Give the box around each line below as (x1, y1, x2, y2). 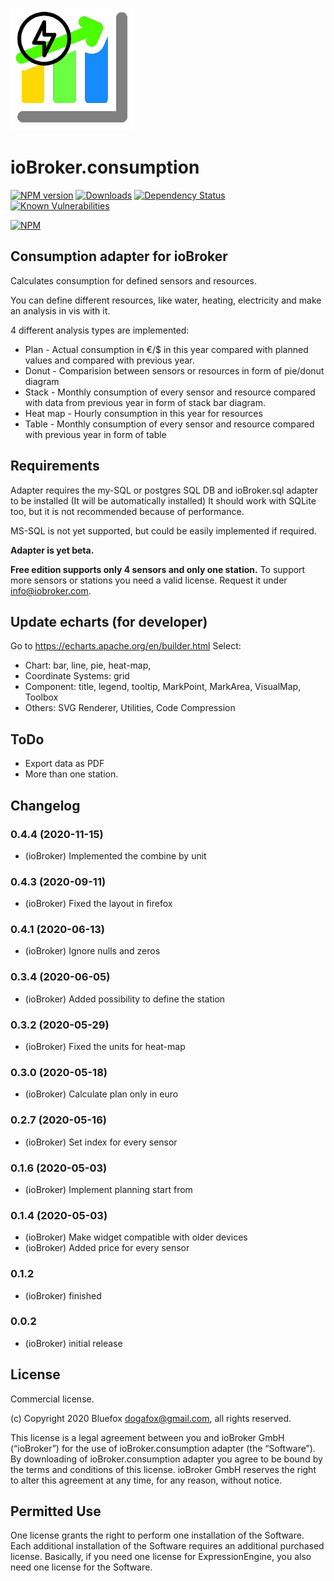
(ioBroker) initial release (24, 1337, 123, 1349)
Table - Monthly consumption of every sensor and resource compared (24, 418, 315, 430)
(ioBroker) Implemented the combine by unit (24, 849, 207, 862)
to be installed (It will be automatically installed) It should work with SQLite (10, 494, 317, 507)
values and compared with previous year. (24, 354, 195, 366)
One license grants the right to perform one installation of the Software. (10, 1529, 305, 1542)
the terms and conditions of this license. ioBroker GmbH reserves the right (10, 1463, 317, 1475)
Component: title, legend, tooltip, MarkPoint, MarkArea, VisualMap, (24, 681, 302, 693)
